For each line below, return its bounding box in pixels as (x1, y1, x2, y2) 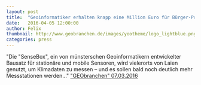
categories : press (6, 37, 52, 42)
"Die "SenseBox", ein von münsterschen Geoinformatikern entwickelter (6, 53, 181, 60)
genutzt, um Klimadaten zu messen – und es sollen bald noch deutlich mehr (6, 66, 193, 72)
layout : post (6, 8, 39, 15)
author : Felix (6, 25, 42, 32)
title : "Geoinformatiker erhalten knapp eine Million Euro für (6, 14, 170, 20)
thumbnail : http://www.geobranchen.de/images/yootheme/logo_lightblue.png (6, 31, 197, 37)
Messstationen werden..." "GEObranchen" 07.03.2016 (6, 72, 138, 79)
